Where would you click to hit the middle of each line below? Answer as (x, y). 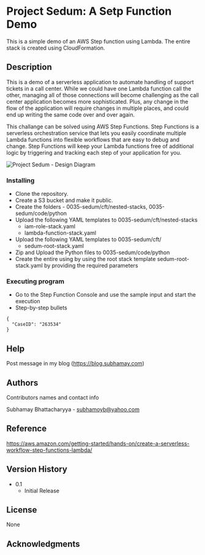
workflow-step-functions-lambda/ (50, 450)
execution (28, 301)
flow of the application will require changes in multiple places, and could (97, 108)
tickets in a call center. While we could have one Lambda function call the (99, 88)
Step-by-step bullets (41, 308)
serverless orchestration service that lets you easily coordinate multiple (96, 133)
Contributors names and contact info (53, 397)
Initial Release (42, 491)
